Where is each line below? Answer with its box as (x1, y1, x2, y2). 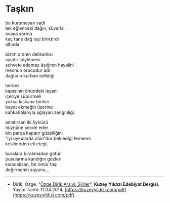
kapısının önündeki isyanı (5, 88, 58, 94)
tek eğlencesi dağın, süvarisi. (5, 25, 66, 31)
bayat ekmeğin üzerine (5, 104, 53, 110)
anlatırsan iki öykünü (5, 119, 49, 125)
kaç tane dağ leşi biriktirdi (5, 36, 59, 42)
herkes (5, 82, 20, 89)
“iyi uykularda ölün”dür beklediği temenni (5, 135, 91, 141)
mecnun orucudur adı (5, 67, 51, 73)
